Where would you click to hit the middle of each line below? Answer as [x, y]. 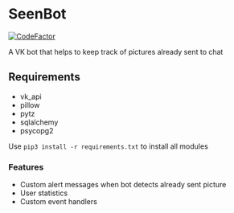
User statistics [44, 193]
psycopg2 [37, 130]
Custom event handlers [59, 202]
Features [26, 167]
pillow [30, 104]
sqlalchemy [39, 122]
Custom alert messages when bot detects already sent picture [123, 185]
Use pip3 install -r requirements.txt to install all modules [109, 146]
